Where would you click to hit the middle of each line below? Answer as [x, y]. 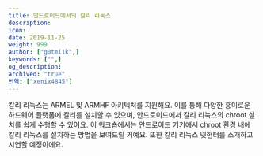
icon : [17, 30]
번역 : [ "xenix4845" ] [40, 81]
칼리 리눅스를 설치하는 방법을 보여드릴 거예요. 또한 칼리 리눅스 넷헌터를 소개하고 [131, 134]
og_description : [35, 67]
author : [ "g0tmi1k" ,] [44, 52]
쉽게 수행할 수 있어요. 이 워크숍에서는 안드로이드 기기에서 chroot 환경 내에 [137, 124]
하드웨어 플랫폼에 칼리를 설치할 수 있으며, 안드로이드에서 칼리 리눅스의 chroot [128, 114]
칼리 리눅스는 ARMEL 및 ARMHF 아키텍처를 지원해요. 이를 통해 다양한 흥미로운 [130, 105]
